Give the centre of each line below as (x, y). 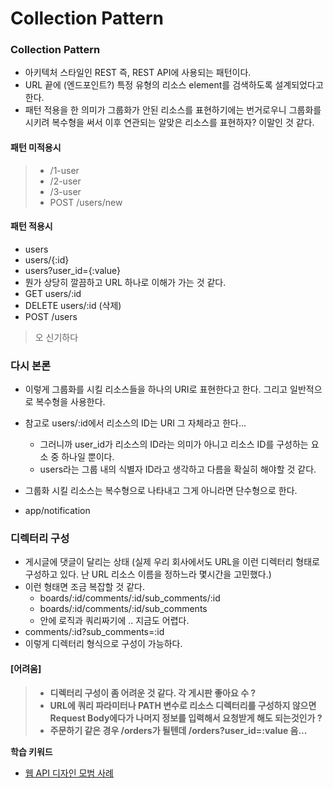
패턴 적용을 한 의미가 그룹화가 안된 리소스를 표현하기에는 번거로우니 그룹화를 (173, 110)
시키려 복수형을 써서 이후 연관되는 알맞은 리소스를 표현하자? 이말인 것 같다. (169, 123)
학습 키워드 (31, 751)
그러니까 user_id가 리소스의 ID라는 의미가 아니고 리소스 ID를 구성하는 (174, 444)
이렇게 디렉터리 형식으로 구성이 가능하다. (103, 644)
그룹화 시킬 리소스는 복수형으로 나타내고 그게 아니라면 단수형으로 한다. (161, 491)
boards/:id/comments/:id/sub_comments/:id (130, 598)
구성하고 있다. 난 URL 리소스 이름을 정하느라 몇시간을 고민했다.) (148, 574)
